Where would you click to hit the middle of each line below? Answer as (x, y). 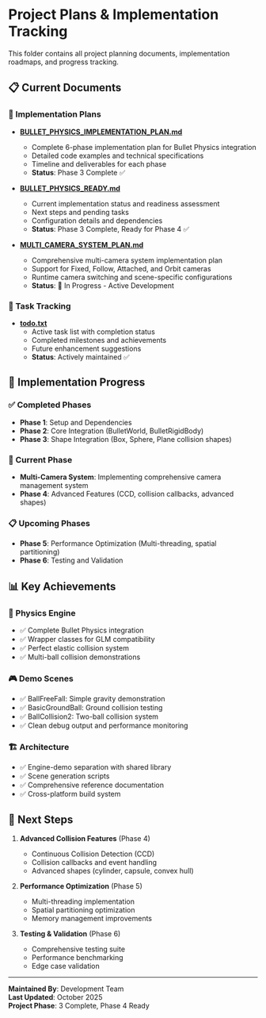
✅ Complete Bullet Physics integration (82, 630)
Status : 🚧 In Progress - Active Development (103, 285)
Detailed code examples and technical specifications (118, 156)
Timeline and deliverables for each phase (99, 163)
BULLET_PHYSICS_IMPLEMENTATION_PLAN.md (101, 132)
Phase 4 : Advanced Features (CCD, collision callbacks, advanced (127, 494)
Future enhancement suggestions (86, 348)
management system (54, 485)
